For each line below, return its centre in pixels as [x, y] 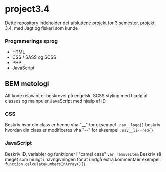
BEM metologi [27, 84]
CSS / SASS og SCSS [34, 57]
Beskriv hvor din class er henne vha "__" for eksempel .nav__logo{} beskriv [83, 125]
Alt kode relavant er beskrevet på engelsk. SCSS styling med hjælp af [77, 96]
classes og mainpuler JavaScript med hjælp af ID [56, 101]
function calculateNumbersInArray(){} [45, 164]
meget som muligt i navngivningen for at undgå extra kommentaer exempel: [83, 159]
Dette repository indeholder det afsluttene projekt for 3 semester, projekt [80, 23]
